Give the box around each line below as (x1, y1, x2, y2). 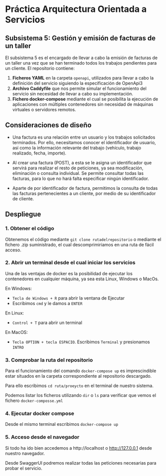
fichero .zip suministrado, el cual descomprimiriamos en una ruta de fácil (5, 241, 154, 247)
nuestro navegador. (5, 450, 45, 456)
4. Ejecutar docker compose (5, 410, 74, 417)
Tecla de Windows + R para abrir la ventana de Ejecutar (12, 295, 125, 301)
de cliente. (12, 195, 34, 202)
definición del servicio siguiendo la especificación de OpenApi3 (12, 80, 143, 86)
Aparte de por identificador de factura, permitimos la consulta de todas (12, 185, 158, 191)
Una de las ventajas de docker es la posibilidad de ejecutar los (5, 270, 133, 276)
